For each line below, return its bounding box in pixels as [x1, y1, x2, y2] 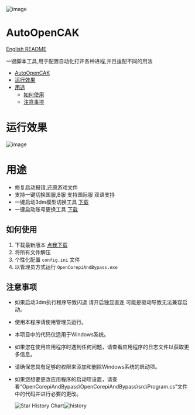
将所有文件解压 [14, 248, 51, 255]
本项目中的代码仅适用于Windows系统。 [14, 331, 110, 338]
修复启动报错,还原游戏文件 [14, 184, 78, 191]
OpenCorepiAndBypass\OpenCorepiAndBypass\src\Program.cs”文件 [22, 383, 188, 390]
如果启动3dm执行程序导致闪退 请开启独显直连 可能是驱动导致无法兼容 [14, 299, 183, 306]
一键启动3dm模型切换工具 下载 [14, 198, 89, 205]
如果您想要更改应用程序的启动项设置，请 [14, 376, 112, 383]
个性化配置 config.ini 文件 [14, 256, 80, 263]
